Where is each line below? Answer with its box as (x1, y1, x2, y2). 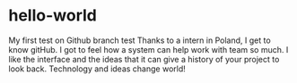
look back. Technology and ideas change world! (8, 63, 186, 74)
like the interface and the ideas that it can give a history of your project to (8, 54, 280, 64)
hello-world (8, 5, 98, 26)
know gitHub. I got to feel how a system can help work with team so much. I (8, 44, 289, 54)
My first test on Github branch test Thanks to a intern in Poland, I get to (8, 35, 271, 46)
